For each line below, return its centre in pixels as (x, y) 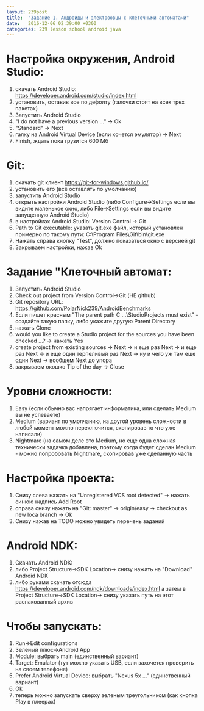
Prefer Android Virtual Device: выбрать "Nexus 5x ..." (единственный (103, 676)
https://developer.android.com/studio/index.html (76, 96)
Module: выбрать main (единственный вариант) (77, 656)
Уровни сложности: (59, 392)
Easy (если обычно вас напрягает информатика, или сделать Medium (106, 408)
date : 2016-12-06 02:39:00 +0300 (51, 23)
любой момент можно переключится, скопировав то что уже (95, 428)
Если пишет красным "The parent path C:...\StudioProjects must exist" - (107, 315)
